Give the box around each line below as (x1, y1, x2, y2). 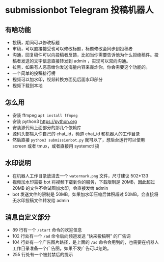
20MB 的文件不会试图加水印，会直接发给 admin (12, 185, 109, 191)
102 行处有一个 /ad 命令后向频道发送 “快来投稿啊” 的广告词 (12, 233, 131, 239)
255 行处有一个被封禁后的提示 (12, 252, 73, 258)
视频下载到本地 (12, 83, 43, 88)
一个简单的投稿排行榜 (12, 70, 55, 76)
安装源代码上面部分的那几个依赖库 (12, 124, 82, 130)
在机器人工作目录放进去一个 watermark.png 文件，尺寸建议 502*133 (12, 173, 149, 178)
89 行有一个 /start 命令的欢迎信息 (12, 227, 82, 233)
